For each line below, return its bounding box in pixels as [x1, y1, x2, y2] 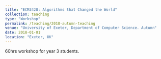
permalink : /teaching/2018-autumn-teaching [5, 21, 96, 26]
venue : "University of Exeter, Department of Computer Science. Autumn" [5, 26, 157, 30]
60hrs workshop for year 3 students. [5, 48, 80, 54]
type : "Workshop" [5, 16, 41, 21]
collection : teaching [5, 12, 50, 17]
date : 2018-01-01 [5, 30, 41, 35]
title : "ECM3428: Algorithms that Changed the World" [5, 7, 118, 12]
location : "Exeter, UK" [5, 35, 54, 40]
